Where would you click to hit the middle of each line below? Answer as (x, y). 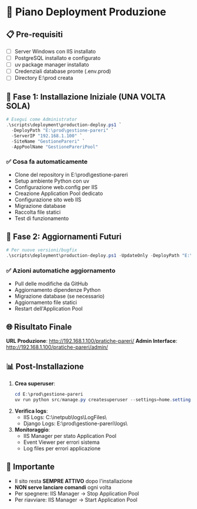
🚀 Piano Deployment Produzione (86, 12)
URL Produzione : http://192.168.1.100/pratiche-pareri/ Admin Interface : (92, 341)
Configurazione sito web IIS (48, 200)
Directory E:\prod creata (44, 78)
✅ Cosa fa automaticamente (47, 162)
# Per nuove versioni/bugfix (42, 250)
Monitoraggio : (32, 429)
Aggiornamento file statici (46, 302)
